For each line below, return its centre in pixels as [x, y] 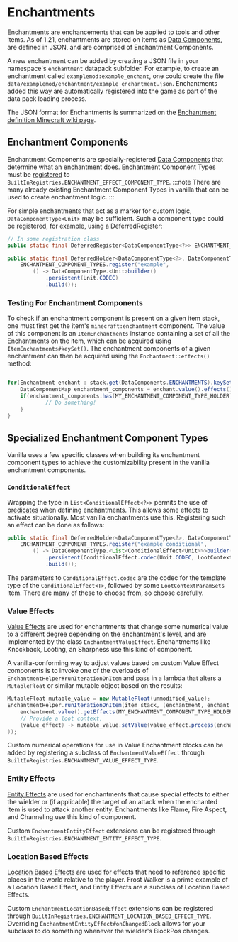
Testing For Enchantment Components [75, 302]
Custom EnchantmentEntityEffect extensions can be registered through [112, 831]
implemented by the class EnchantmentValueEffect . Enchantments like [109, 642]
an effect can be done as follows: [56, 525]
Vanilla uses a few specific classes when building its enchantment [103, 455]
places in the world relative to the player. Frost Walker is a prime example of [118, 880]
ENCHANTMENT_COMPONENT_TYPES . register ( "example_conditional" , [114, 544]
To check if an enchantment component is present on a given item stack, [114, 318]
